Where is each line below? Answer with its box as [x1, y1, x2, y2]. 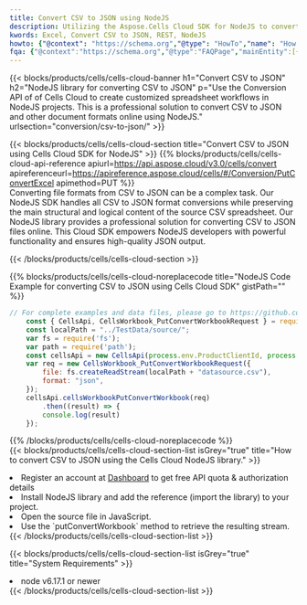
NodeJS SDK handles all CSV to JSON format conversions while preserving [9, 197, 294, 208]
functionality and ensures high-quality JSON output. [9, 236, 206, 247]
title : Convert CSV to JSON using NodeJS [9, 13, 170, 23]
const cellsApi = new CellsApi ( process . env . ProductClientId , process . [26, 351, 301, 360]
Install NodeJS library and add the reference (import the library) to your [21, 492, 290, 503]
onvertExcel [9, 177, 55, 188]
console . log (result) [42, 410, 121, 419]
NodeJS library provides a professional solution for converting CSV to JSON [9, 217, 296, 228]
